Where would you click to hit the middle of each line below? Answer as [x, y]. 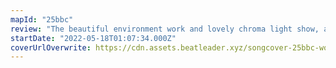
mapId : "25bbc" [42, 19]
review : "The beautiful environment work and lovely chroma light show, [165, 29]
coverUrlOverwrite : [51, 47]
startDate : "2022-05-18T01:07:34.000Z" [93, 38]
